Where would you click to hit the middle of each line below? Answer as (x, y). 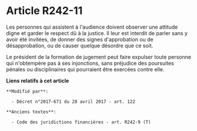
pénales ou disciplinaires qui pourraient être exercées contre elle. (85, 69)
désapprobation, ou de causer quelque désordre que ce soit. (80, 46)
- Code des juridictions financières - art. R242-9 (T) (81, 122)
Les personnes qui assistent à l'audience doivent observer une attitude (92, 27)
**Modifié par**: (27, 91)
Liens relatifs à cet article (38, 81)
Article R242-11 (44, 11)
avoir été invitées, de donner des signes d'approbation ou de (80, 39)
